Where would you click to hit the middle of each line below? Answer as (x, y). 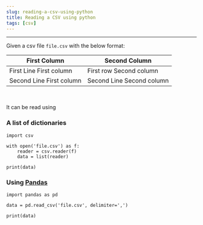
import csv (20, 135)
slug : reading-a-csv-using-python (50, 12)
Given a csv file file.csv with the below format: (66, 46)
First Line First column (41, 71)
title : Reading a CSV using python (51, 17)
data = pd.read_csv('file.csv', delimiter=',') (67, 205)
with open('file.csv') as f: (43, 146)
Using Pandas (27, 182)
